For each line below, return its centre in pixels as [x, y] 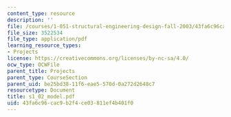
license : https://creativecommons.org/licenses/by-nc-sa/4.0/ [98, 58]
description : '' [30, 20]
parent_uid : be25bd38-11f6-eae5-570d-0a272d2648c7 [81, 84]
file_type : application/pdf [47, 39]
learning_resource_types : [44, 45]
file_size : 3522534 [35, 33]
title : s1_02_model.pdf [41, 97]
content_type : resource [41, 13]
